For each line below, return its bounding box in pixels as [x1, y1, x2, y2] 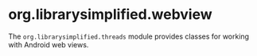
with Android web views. [8, 39, 89, 49]
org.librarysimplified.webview [8, 6, 212, 24]
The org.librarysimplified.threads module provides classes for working [8, 32, 249, 41]
